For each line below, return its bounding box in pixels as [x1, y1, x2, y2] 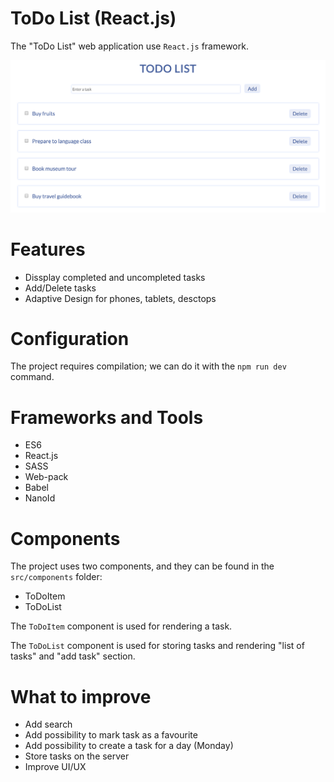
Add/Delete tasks [24, 282, 97, 294]
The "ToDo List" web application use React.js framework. [10, 40, 249, 52]
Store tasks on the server [24, 750, 130, 762]
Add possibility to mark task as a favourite [24, 729, 198, 741]
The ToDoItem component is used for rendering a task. [10, 620, 233, 632]
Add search [24, 718, 73, 731]
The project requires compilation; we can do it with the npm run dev [10, 360, 287, 372]
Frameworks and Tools [10, 406, 204, 429]
